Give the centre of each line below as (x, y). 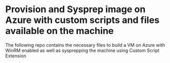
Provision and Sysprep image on (76, 9)
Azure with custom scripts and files (82, 20)
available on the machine (60, 31)
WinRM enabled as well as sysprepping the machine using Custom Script (82, 50)
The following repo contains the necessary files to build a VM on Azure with (85, 45)
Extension (16, 56)
